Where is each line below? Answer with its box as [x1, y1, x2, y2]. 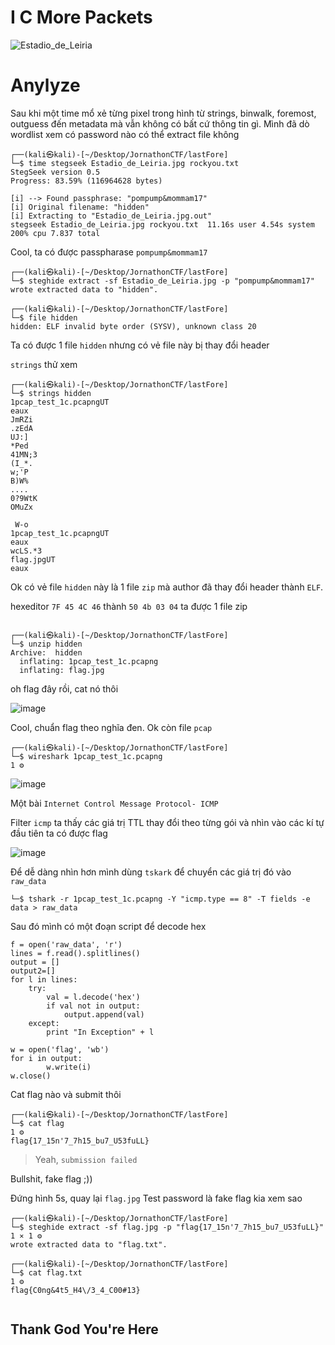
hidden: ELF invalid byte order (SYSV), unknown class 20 [10, 321, 257, 331]
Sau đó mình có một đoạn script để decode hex [10, 920, 207, 932]
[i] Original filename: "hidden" [10, 202, 150, 212]
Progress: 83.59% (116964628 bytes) [10, 176, 163, 186]
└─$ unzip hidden [10, 639, 83, 649]
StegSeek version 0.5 [10, 167, 101, 177]
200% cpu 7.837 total [10, 228, 101, 238]
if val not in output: [46, 1001, 141, 1011]
